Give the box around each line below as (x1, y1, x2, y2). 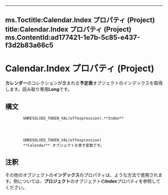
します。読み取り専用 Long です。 (5, 86, 72, 92)
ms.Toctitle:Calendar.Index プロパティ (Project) (5, 16, 155, 24)
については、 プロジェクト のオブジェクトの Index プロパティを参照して (17, 178, 161, 184)
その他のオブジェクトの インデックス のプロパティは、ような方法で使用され (5, 172, 158, 178)
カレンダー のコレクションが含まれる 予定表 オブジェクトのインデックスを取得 (5, 80, 163, 86)
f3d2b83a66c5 (5, 41, 53, 50)
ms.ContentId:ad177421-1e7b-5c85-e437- (5, 33, 140, 42)
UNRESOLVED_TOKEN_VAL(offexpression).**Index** (23, 116, 124, 121)
